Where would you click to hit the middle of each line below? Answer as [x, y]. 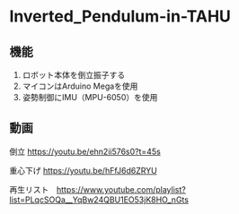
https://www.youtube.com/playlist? [121, 189]
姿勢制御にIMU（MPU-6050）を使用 [90, 97]
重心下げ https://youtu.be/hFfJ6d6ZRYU [83, 170]
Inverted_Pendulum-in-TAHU [120, 17]
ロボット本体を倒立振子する [74, 75]
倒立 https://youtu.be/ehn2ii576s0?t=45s [85, 151]
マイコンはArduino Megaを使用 [80, 86]
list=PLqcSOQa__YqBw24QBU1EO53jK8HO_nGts [99, 200]
